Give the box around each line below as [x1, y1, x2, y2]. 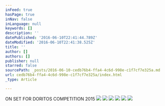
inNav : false [5, 16, 33, 21]
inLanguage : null [5, 21, 42, 26]
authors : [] [5, 53, 30, 59]
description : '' [5, 30, 39, 35]
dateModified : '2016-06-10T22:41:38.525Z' [5, 40, 95, 45]
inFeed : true [5, 7, 33, 12]
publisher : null [5, 58, 39, 63]
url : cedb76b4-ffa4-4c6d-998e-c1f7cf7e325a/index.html [5, 72, 122, 77]
